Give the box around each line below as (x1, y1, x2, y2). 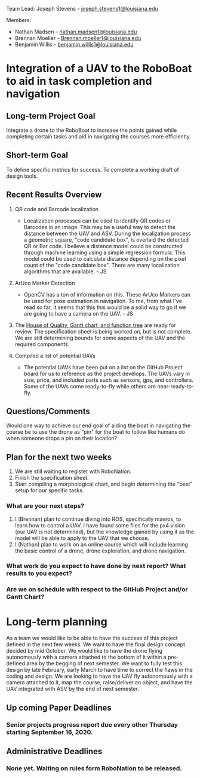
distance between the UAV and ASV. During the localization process (23, 230, 191, 237)
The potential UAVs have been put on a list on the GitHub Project (23, 363, 183, 371)
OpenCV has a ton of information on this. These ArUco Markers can (23, 291, 191, 298)
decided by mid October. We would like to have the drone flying (6, 647, 162, 654)
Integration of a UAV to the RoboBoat (6, 62, 192, 75)
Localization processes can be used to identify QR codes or (23, 217, 171, 224)
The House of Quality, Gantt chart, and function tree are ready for (14, 322, 176, 329)
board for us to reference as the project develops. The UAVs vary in (23, 370, 190, 377)
